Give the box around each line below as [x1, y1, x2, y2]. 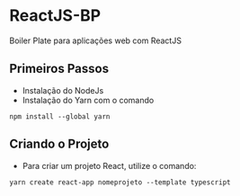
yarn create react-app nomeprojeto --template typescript [9, 177, 231, 187]
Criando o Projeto [9, 137, 110, 152]
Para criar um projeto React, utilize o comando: [22, 160, 197, 171]
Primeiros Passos [9, 61, 110, 76]
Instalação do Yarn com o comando [22, 94, 155, 105]
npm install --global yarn [9, 111, 111, 121]
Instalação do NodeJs [22, 85, 104, 95]
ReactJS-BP [9, 5, 102, 26]
